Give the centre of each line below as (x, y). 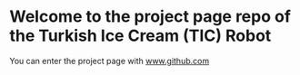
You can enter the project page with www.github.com (110, 61)
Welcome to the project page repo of (150, 17)
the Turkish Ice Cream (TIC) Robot (140, 36)
